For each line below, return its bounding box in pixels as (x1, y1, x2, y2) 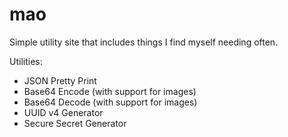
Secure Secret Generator (23, 117, 127, 129)
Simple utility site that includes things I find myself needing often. (9, 36, 279, 48)
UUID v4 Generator (23, 106, 104, 118)
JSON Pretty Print (23, 74, 97, 87)
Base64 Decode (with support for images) (23, 96, 198, 108)
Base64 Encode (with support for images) (23, 85, 197, 97)
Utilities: (9, 55, 43, 67)
